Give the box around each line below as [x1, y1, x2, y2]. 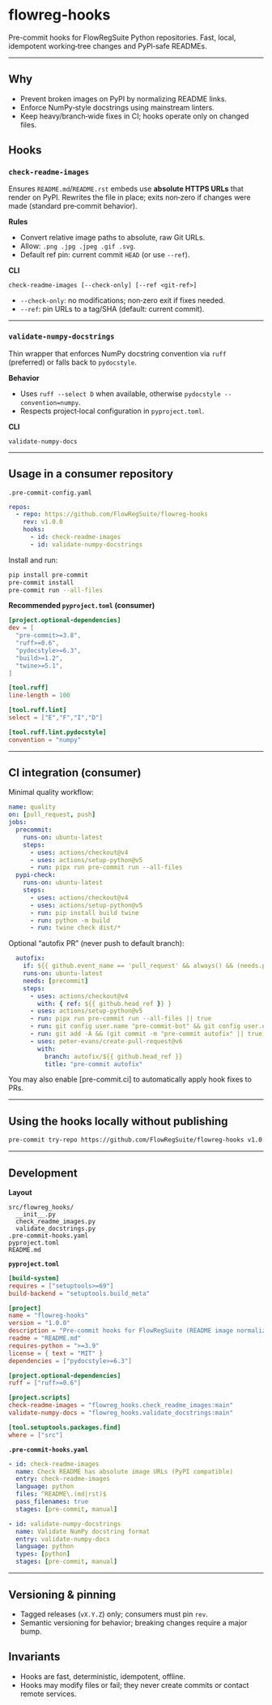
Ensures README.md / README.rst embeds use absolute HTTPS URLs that [8, 184, 244, 194]
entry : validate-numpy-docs [15, 1534, 111, 1543]
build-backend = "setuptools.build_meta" [8, 1289, 151, 1297]
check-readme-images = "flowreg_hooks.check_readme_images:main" [8, 1401, 233, 1409]
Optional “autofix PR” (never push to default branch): [8, 939, 185, 948]
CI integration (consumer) [8, 766, 142, 780]
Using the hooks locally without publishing [8, 1114, 228, 1128]
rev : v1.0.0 [23, 518, 63, 526]
